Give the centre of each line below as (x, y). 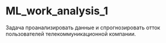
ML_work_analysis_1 (57, 11)
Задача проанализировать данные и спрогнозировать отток (83, 27)
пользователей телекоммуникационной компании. (71, 33)
